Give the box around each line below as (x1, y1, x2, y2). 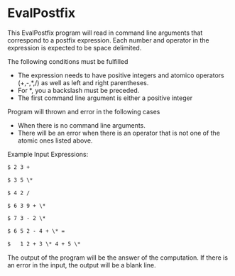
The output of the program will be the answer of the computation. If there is (7, 253, 229, 262)
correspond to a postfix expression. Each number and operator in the (7, 35, 209, 44)
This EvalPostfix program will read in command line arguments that (7, 28, 203, 37)
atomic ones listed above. (17, 136, 93, 145)
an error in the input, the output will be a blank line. (7, 261, 156, 270)
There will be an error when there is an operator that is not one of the (17, 128, 220, 137)
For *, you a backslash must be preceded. (17, 86, 140, 94)
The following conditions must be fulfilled (7, 57, 129, 65)
